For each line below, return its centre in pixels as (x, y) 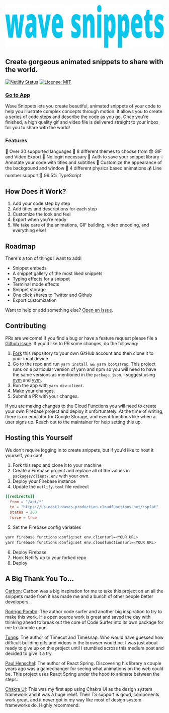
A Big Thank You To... (40, 579)
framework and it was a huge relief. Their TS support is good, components (82, 694)
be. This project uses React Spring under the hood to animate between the (82, 674)
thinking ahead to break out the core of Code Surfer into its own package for (84, 622)
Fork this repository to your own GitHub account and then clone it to (83, 353)
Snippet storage (29, 290)
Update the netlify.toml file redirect (51, 486)
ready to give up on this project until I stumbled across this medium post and (84, 648)
